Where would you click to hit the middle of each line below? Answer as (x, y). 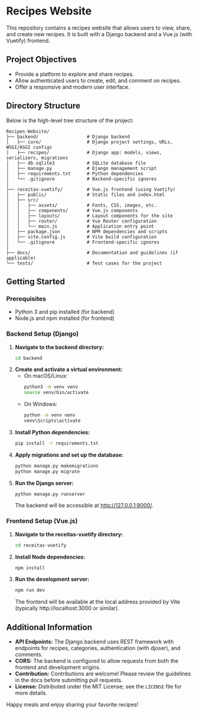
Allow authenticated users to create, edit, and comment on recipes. (98, 80)
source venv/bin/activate (56, 393)
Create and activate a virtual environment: (69, 369)
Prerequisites (26, 298)
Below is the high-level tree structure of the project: (70, 120)
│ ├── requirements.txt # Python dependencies (75, 174)
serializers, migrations (37, 158)
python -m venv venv (49, 415)
